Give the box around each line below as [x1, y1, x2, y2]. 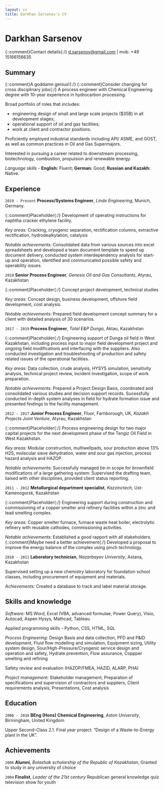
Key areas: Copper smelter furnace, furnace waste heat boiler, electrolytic [5, 520, 155, 526]
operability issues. [5, 263, 42, 268]
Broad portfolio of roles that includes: [5, 101, 80, 107]
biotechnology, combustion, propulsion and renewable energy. [5, 156, 131, 162]
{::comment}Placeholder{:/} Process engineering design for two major [5, 425, 147, 431]
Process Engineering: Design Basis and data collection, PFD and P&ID [5, 635, 145, 641]
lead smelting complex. [5, 510, 52, 516]
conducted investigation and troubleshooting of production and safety [5, 351, 146, 357]
